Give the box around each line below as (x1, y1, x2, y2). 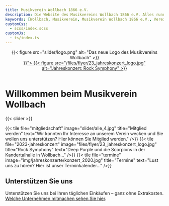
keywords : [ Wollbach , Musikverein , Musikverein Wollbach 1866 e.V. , (5, 17, 152, 22)
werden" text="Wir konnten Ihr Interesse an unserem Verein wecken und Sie (5, 130, 163, 136)
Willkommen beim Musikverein (5, 88, 137, 99)
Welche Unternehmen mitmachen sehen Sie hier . (5, 195, 107, 201)
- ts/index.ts (10, 36, 39, 41)
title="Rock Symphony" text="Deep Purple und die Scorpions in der (5, 146, 146, 152)
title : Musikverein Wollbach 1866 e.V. (5, 7, 89, 13)
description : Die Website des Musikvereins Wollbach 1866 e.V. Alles (5, 12, 154, 17)
